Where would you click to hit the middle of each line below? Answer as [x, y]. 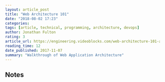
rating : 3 [15, 37]
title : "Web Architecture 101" [37, 14]
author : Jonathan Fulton [30, 32]
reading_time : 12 [23, 46]
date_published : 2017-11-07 [34, 50]
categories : [17, 23]
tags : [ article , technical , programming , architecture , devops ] [72, 28]
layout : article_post [27, 10]
